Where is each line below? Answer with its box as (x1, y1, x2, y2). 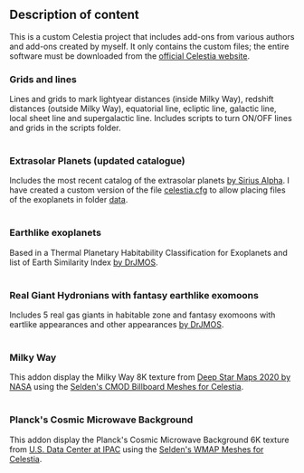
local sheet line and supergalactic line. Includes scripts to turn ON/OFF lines (9, 113, 292, 124)
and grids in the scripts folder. (9, 122, 121, 134)
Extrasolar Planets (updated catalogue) (9, 155, 185, 167)
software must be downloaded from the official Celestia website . (9, 50, 251, 61)
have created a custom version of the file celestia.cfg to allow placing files (9, 184, 287, 195)
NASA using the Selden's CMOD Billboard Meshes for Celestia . (9, 382, 244, 393)
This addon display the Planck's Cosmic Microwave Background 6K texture (9, 434, 290, 445)
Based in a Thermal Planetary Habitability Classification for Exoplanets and (9, 247, 288, 258)
